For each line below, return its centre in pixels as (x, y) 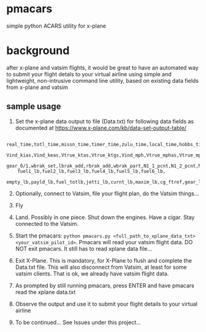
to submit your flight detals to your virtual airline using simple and (89, 74)
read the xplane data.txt (45, 292)
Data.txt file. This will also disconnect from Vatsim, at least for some (101, 267)
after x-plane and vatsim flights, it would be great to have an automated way (103, 68)
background (38, 51)
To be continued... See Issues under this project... (78, 322)
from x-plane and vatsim (37, 87)
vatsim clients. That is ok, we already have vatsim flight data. (92, 273)
